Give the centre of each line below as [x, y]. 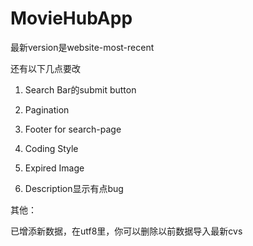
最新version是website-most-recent [82, 47]
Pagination [47, 109]
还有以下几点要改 [45, 68]
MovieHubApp [71, 18]
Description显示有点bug [74, 188]
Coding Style [51, 148]
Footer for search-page [73, 129]
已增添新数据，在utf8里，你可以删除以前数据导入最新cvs [126, 231]
